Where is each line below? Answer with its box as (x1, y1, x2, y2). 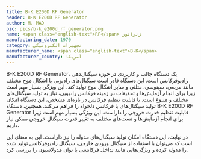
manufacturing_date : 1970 (6, 37, 71, 43)
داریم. (6, 121, 20, 128)
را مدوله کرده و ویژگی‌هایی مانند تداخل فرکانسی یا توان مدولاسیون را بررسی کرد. (6, 146, 188, 153)
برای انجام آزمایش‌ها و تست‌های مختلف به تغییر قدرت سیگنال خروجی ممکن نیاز (6, 115, 184, 122)
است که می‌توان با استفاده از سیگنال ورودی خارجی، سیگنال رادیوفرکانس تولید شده (6, 139, 193, 146)
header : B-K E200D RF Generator (6, 14, 87, 20)
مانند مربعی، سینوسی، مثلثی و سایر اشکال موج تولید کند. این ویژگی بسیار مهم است (6, 83, 194, 90)
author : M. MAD (6, 20, 45, 26)
